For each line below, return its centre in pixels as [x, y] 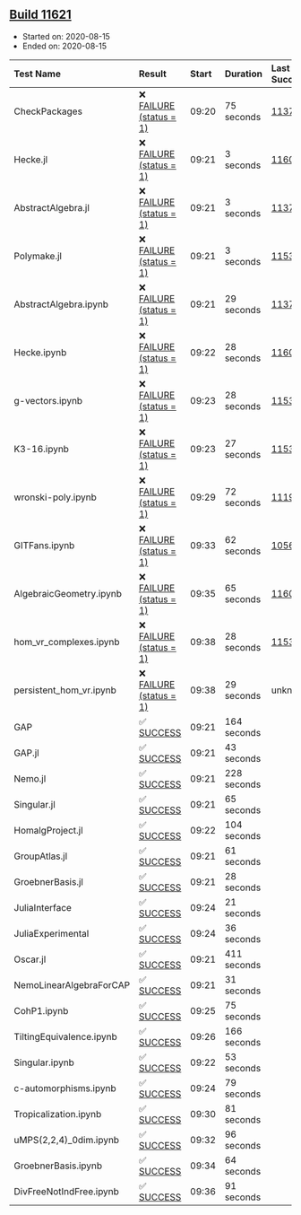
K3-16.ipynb [42, 449]
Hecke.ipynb [40, 352]
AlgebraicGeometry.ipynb [68, 593]
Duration [243, 74]
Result [153, 74]
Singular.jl [34, 804]
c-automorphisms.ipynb [65, 1088]
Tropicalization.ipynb [58, 1114]
